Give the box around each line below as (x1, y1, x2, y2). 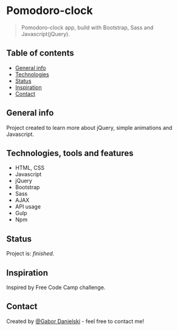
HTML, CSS (15, 164, 44, 171)
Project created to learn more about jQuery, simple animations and (6, 124, 173, 131)
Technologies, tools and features (6, 148, 134, 158)
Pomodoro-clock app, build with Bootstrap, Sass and (21, 24, 154, 31)
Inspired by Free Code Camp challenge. (6, 284, 106, 291)
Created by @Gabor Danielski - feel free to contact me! (6, 318, 145, 325)
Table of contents (6, 48, 74, 59)
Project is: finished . (6, 250, 55, 257)
